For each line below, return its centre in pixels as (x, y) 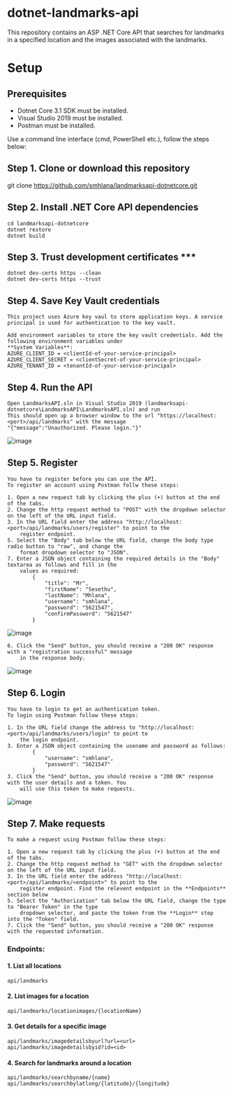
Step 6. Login (37, 693)
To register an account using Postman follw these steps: (93, 485)
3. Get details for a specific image (57, 1026)
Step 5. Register (43, 463)
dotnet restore (29, 230)
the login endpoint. (50, 740)
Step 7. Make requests (57, 824)
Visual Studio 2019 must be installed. (70, 118)
